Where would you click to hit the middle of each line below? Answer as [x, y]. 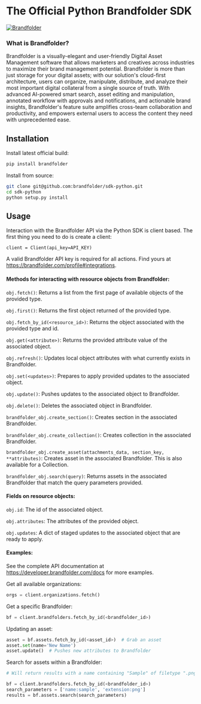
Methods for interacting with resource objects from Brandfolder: [88, 279]
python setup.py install [37, 198]
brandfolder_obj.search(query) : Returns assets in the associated [87, 476]
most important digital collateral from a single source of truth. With [88, 88]
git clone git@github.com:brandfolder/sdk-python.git [75, 186]
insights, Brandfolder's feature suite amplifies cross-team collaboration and [99, 107]
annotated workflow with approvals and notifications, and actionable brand [98, 101]
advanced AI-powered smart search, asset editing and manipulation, [91, 95]
